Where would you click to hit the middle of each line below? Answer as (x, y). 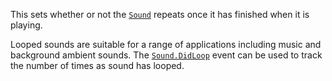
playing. (26, 25)
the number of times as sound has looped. (97, 65)
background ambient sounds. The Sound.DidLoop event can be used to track (166, 55)
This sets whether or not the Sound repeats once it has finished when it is (160, 14)
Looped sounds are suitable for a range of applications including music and (166, 44)
